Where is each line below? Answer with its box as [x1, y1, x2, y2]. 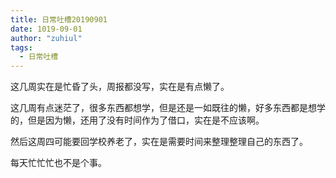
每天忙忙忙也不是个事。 [10, 157, 107, 169]
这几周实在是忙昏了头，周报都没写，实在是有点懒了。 [10, 81, 230, 93]
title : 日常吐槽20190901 [10, 14, 108, 25]
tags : [10, 42, 33, 53]
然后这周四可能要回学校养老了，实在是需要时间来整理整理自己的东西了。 [10, 136, 308, 148]
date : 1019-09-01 [10, 24, 83, 34]
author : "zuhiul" [10, 33, 83, 43]
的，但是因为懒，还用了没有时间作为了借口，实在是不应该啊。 [10, 114, 265, 126]
